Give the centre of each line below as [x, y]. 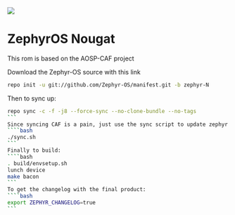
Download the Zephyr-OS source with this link [74, 72]
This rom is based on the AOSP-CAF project [71, 58]
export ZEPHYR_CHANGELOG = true [52, 203]
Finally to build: [34, 150]
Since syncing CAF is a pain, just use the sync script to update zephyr [118, 124]
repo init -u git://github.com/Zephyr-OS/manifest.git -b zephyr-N [108, 85]
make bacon [23, 176]
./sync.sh [22, 137]
